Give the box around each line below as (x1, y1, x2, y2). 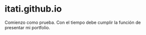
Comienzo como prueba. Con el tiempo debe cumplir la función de (4, 19, 141, 25)
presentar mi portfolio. (4, 24, 50, 30)
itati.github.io (4, 3, 62, 15)
